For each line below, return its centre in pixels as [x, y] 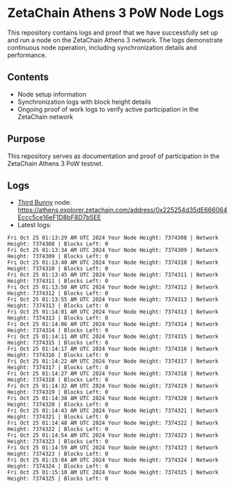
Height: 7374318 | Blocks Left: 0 [58, 380]
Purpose [26, 139]
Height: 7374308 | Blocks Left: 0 [58, 244]
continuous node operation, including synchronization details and [102, 47]
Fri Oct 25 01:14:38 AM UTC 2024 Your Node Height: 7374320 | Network [113, 399]
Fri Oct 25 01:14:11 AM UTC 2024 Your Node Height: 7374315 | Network [113, 337]
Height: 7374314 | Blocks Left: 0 [58, 331]
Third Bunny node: [44, 203]
